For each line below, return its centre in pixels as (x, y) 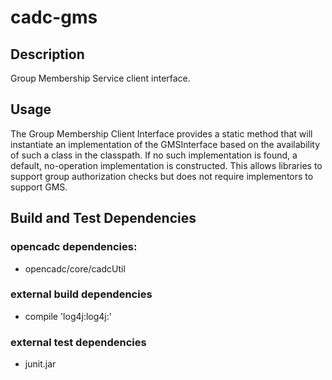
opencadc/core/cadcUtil (75, 268)
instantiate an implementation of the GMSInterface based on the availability (165, 144)
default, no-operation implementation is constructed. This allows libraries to (166, 165)
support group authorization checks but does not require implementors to (162, 176)
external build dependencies (81, 294)
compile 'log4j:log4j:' (68, 316)
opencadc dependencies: (74, 247)
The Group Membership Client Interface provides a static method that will (161, 133)
